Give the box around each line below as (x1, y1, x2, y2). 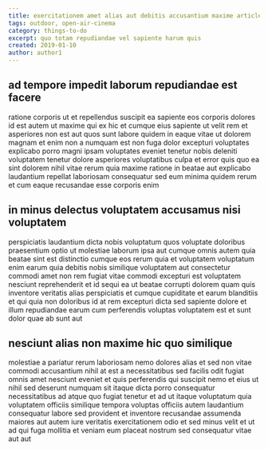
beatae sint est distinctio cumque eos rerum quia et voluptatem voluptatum (8, 253, 255, 264)
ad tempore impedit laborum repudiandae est (8, 78, 238, 92)
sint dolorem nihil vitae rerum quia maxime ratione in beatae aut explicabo (8, 163, 251, 173)
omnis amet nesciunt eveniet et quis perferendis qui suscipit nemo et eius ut (8, 375, 259, 384)
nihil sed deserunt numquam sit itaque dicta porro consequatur (8, 383, 215, 392)
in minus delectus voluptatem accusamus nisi (8, 203, 241, 217)
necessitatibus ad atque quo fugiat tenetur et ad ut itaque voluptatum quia (8, 392, 252, 401)
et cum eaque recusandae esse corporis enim (8, 180, 160, 189)
